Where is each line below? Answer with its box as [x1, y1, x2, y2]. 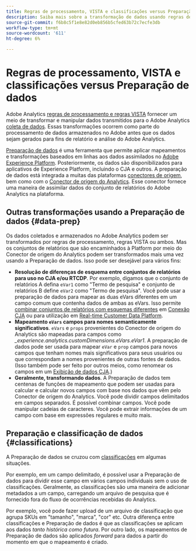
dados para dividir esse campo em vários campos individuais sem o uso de [6, 477, 187, 484]
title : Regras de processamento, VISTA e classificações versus [6, 8, 166, 15]
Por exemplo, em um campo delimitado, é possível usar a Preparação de [6, 471, 180, 478]
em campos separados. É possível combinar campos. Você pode [14, 399, 171, 406]
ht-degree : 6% [6, 36, 41, 42]
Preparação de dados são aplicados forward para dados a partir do [6, 532, 168, 539]
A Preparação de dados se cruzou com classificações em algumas [6, 453, 166, 460]
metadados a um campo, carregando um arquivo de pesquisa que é [6, 489, 169, 496]
